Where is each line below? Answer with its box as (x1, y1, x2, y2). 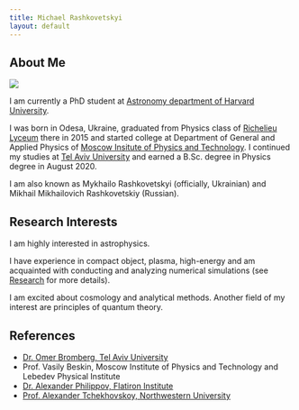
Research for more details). (9, 275, 111, 286)
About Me (9, 55, 66, 70)
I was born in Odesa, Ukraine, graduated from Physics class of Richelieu (9, 123, 277, 133)
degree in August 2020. (9, 161, 97, 172)
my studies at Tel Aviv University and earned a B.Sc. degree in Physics (9, 151, 272, 162)
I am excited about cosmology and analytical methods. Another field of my (9, 292, 285, 303)
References (9, 328, 76, 343)
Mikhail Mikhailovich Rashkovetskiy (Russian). (9, 188, 180, 199)
